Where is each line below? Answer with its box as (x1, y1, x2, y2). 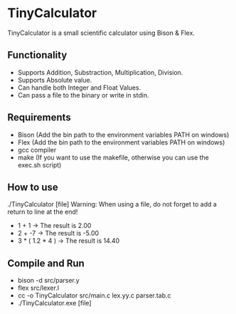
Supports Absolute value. (17, 75, 92, 84)
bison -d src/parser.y (17, 276, 80, 285)
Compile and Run (7, 257, 85, 269)
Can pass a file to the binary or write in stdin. (17, 90, 149, 99)
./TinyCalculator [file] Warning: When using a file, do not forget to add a (7, 200, 217, 209)
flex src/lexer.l (17, 283, 59, 293)
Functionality (7, 49, 68, 61)
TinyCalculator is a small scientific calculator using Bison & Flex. (7, 28, 195, 37)
